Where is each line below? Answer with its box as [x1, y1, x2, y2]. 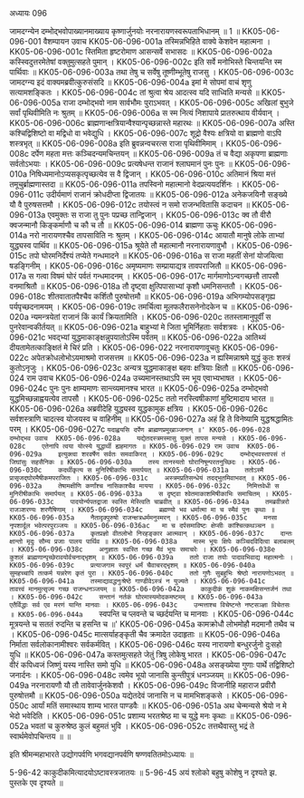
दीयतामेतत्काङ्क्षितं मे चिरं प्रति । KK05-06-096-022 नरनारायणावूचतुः [9, 342, 221, 353]
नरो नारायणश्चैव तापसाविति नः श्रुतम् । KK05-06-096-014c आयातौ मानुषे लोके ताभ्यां [29, 230, 285, 240]
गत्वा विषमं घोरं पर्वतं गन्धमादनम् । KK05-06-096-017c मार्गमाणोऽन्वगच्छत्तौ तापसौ [35, 271, 280, 281]
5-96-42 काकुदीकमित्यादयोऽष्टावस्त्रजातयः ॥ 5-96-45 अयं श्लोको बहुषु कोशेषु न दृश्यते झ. [9, 767, 278, 778]
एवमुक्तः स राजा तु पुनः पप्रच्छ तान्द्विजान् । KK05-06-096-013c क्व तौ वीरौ [47, 209, 271, 220]
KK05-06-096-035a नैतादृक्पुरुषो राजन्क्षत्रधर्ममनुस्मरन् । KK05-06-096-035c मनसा [9, 513, 278, 522]
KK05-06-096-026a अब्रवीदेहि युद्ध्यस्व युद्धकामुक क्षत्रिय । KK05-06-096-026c [9, 404, 269, 414]
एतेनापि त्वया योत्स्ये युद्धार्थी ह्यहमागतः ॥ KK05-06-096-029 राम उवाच [42, 442, 240, 451]
